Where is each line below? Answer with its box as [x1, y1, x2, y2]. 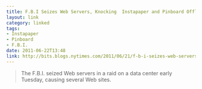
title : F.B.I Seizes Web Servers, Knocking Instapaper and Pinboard [6, 8, 185, 15]
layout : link [6, 14, 39, 20]
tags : [6, 25, 20, 32]
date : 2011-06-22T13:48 [6, 48, 66, 54]
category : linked [6, 20, 50, 26]
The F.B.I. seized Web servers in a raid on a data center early [20, 69, 173, 76]
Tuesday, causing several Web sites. [20, 76, 111, 83]
